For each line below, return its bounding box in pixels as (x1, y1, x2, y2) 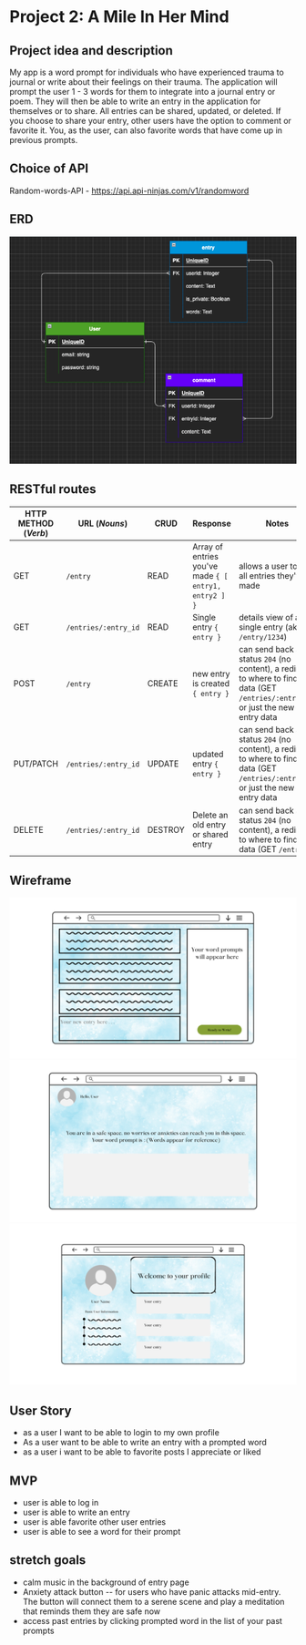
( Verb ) (23, 528, 48, 539)
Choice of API (9, 161, 89, 177)
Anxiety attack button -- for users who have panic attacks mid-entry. (22, 1586, 281, 1597)
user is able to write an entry (22, 1506, 130, 1518)
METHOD (17, 518, 55, 529)
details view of (238, 612, 294, 622)
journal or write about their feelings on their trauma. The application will (9, 77, 278, 87)
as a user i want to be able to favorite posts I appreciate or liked (22, 1446, 261, 1457)
